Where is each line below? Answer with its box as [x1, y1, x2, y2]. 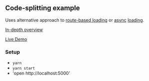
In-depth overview [5, 27, 43, 33]
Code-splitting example [5, 4, 80, 12]
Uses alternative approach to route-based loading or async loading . [5, 17, 145, 23]
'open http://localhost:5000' [12, 70, 71, 76]
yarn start [12, 66, 35, 71]
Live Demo [5, 36, 27, 42]
